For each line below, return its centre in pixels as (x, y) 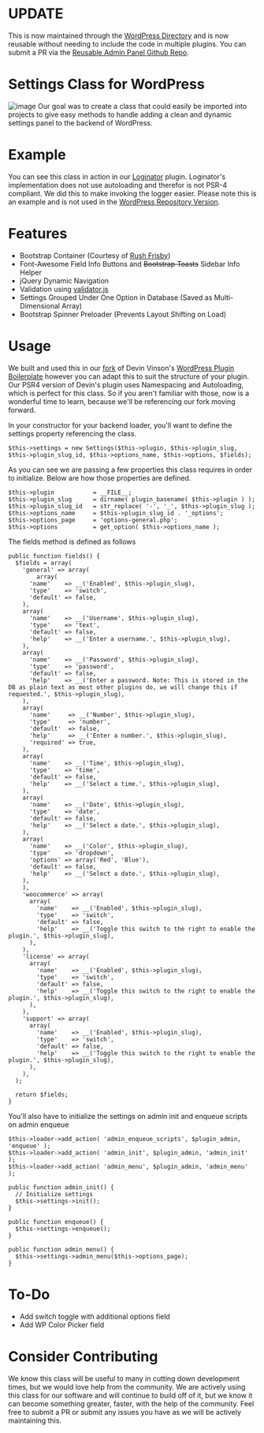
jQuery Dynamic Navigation (64, 280)
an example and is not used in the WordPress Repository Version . (114, 201)
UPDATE (36, 14)
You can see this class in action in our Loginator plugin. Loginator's (117, 176)
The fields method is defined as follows (72, 541)
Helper (30, 272)
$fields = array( (44, 563)
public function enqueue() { (56, 1222)
